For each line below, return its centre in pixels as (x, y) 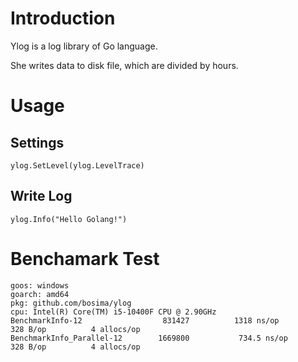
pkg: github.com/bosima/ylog (71, 303)
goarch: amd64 (40, 294)
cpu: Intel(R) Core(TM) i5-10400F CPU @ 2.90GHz (113, 312)
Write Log (41, 196)
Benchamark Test (85, 258)
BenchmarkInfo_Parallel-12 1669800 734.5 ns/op (149, 338)
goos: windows (40, 285)
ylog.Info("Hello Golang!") (69, 219)
